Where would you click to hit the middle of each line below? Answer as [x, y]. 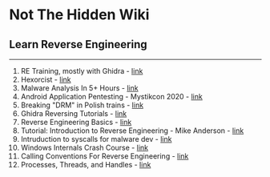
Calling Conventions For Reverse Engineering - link [105, 156]
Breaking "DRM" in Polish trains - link [82, 105]
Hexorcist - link [46, 79]
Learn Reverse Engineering [78, 44]
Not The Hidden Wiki [79, 15]
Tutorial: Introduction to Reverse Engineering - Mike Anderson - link [132, 131]
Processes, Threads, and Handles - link [86, 165]
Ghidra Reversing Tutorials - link [74, 113]
